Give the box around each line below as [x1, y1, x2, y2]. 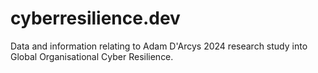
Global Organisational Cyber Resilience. [10, 50, 174, 62]
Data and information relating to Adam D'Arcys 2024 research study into [10, 40, 308, 52]
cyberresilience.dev [10, 7, 181, 30]
